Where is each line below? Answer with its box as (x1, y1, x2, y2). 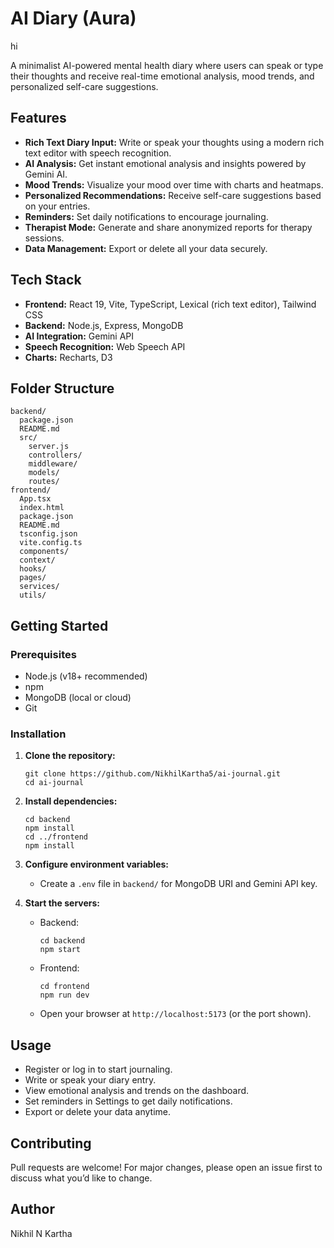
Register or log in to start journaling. (24, 1063, 173, 1076)
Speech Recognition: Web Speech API (24, 340, 186, 352)
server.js (28, 442, 70, 452)
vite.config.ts (19, 538, 83, 548)
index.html (19, 503, 65, 513)
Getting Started (10, 617, 109, 634)
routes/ (28, 477, 60, 487)
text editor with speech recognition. (24, 147, 172, 159)
